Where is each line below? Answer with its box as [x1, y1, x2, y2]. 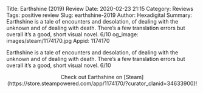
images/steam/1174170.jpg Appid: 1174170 [6, 37, 110, 44]
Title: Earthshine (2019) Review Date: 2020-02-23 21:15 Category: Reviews [6, 5, 193, 12]
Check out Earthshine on [60, 74, 123, 80]
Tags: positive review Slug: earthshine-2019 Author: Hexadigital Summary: [6, 11, 193, 19]
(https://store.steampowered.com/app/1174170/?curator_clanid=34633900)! [7, 80, 198, 87]
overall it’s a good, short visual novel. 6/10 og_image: [6, 31, 139, 38]
